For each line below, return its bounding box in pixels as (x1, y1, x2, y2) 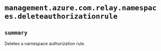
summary (4, 29, 28, 36)
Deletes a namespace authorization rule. (4, 41, 85, 46)
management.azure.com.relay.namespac (4, 3, 157, 13)
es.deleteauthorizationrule (4, 12, 118, 21)
